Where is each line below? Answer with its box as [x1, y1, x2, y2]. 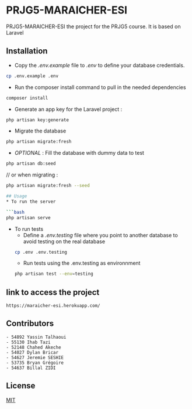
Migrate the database [14, 127, 67, 135]
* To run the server [6, 199, 57, 205]
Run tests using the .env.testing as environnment [23, 260, 141, 267]
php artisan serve [6, 214, 51, 220]
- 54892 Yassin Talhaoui [6, 334, 67, 340]
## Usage [6, 193, 27, 199]
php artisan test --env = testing [14, 271, 93, 277]
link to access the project [6, 287, 100, 297]
